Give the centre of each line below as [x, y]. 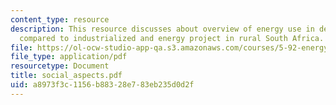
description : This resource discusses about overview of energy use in [162, 29]
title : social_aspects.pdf [66, 76]
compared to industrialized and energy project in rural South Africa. [172, 38]
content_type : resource [60, 19]
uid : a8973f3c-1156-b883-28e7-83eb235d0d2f [102, 85]
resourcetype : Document [60, 66]
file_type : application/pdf [69, 57]
